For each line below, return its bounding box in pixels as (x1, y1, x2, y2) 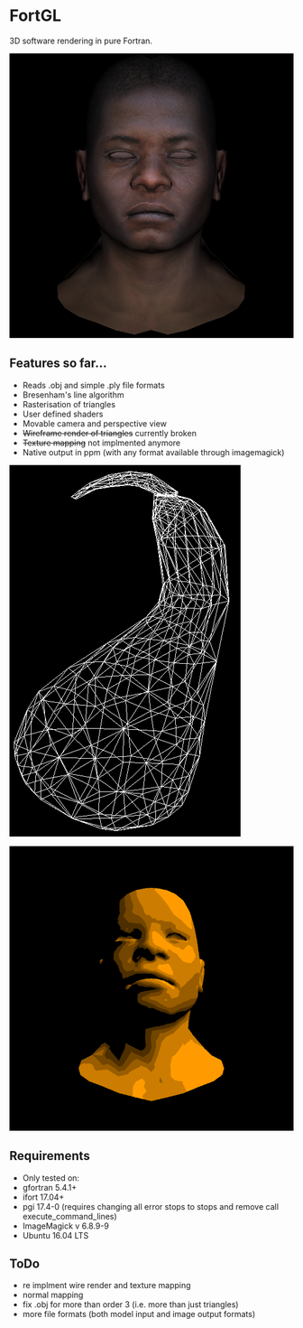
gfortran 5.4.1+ (22, 1182, 78, 1192)
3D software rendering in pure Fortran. (9, 35, 153, 46)
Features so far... (9, 356, 107, 371)
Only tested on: (22, 1172, 79, 1183)
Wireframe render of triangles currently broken (22, 427, 197, 438)
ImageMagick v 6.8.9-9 (22, 1220, 110, 1231)
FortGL (9, 5, 61, 26)
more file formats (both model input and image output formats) (22, 1309, 256, 1320)
